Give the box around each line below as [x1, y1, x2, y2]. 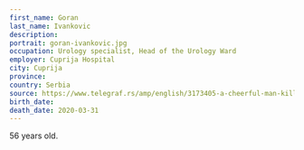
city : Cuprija [9, 64, 63, 73]
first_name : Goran [9, 13, 79, 23]
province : [9, 72, 47, 81]
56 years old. [9, 130, 59, 141]
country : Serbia [9, 80, 71, 89]
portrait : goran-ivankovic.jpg [9, 38, 128, 48]
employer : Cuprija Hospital [9, 55, 116, 64]
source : [9, 89, 39, 98]
